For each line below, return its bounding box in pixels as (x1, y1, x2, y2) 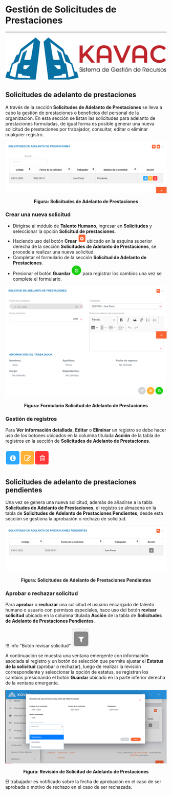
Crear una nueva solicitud (5, 211, 71, 218)
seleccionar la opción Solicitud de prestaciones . (12, 228, 116, 234)
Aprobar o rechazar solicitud (5, 590, 78, 597)
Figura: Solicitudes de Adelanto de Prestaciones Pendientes (20, 577, 152, 583)
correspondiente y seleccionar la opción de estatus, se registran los (5, 668, 148, 675)
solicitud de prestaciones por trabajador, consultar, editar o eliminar (5, 126, 148, 132)
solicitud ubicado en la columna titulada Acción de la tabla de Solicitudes (5, 612, 162, 618)
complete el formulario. (12, 276, 62, 282)
